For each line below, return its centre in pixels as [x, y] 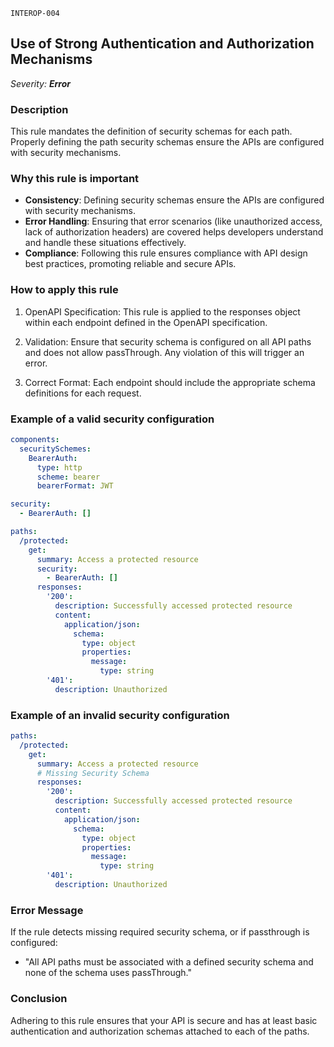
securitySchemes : [55, 449]
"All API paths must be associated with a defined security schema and [169, 962]
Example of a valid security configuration [112, 419]
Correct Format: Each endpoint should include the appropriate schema [170, 382]
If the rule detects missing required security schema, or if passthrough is [160, 932]
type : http [59, 467]
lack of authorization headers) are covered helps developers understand [174, 232]
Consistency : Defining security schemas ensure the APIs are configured [174, 200]
